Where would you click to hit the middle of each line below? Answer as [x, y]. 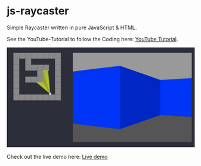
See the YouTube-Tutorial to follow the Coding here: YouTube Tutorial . [92, 39]
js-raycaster [38, 11]
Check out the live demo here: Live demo [57, 156]
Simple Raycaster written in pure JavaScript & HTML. [72, 27]
